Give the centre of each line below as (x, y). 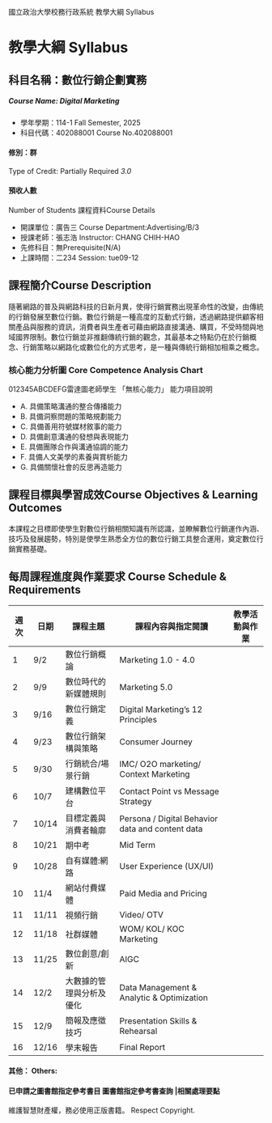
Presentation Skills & (158, 1020)
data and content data (161, 828)
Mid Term (138, 845)
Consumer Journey (156, 741)
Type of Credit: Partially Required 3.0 (70, 171)
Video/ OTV (142, 914)
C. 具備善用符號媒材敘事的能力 (71, 426)
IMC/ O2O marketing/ (160, 764)
